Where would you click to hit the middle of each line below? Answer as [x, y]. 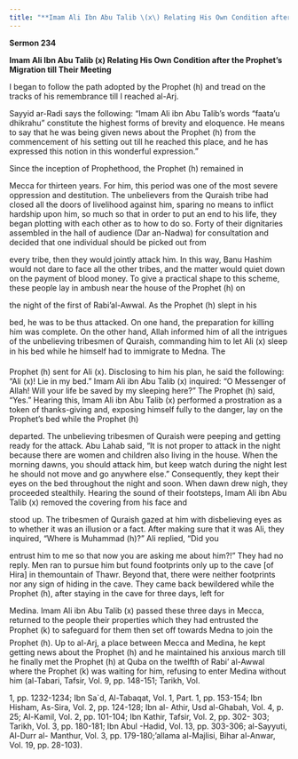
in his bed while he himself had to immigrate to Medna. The [118, 351]
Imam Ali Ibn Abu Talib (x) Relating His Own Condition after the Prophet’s [146, 60]
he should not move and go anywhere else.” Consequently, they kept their [144, 474]
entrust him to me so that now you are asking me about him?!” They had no [146, 555]
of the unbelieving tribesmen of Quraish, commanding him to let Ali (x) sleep [149, 341]
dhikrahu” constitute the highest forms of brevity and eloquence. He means [147, 123]
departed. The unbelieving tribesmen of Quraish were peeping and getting [145, 435]
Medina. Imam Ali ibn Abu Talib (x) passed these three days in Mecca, [137, 611]
